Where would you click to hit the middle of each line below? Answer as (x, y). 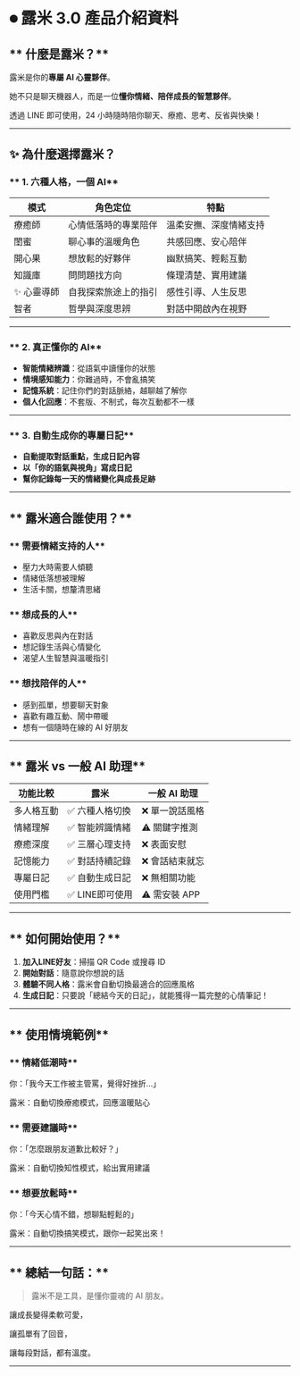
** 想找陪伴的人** (48, 684)
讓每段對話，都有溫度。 (52, 1353)
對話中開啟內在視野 (207, 308)
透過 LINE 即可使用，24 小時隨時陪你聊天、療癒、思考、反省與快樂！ (135, 115)
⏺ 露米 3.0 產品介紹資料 (94, 18)
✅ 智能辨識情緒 (99, 827)
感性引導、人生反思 (207, 291)
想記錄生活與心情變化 (61, 647)
